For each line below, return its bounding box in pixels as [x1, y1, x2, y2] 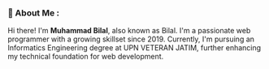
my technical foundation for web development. [7, 52, 164, 62]
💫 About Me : [7, 7, 60, 19]
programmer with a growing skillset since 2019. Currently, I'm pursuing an [7, 34, 255, 44]
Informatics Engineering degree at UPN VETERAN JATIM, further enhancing [7, 43, 262, 53]
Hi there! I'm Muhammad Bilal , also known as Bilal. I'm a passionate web [7, 26, 251, 36]
